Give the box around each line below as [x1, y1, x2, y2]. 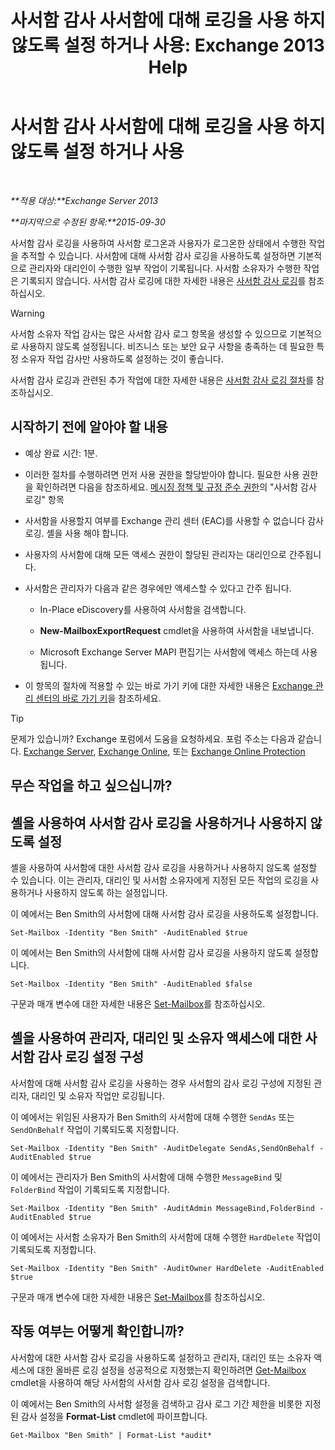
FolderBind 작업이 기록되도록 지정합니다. [10, 1183, 170, 1195]
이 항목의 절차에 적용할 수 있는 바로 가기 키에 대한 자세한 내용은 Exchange [24, 679, 313, 691]
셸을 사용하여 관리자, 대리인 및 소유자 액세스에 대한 [10, 1030, 303, 1047]
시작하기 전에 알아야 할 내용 [10, 419, 168, 436]
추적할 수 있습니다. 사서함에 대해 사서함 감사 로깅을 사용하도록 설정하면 [20, 249, 296, 261]
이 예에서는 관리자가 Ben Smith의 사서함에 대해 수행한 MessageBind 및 [10, 1171, 283, 1183]
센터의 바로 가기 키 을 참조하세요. [35, 692, 162, 704]
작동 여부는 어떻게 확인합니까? [10, 1323, 185, 1340]
